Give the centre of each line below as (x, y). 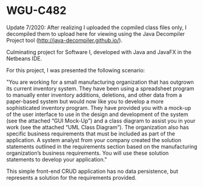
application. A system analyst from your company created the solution (94, 140)
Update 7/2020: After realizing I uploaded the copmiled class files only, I (96, 27)
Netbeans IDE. (24, 58)
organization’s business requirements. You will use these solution (88, 153)
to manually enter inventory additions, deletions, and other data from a (94, 95)
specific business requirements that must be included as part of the (91, 134)
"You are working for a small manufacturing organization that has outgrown (100, 82)
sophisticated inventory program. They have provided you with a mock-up (99, 107)
